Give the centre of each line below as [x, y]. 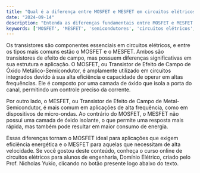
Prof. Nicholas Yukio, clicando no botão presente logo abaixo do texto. [93, 163]
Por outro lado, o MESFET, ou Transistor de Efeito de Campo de [84, 101]
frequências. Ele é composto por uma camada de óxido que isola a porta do [99, 84]
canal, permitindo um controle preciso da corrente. [68, 89]
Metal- [171, 101]
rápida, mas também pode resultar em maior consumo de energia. [87, 126]
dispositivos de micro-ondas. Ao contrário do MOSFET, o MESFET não [93, 114]
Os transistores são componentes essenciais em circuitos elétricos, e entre [98, 45]
